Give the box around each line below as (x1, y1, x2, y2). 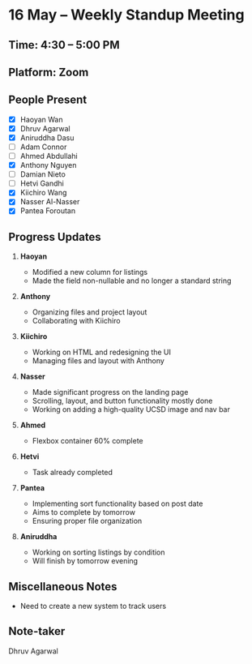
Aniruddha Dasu (19, 132, 75, 143)
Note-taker (8, 624, 66, 638)
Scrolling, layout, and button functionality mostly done (32, 396, 213, 406)
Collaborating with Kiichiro (32, 316, 121, 326)
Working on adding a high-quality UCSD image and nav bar (32, 405, 231, 414)
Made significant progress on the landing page (32, 388, 189, 397)
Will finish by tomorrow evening (32, 556, 139, 566)
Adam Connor (19, 142, 67, 152)
